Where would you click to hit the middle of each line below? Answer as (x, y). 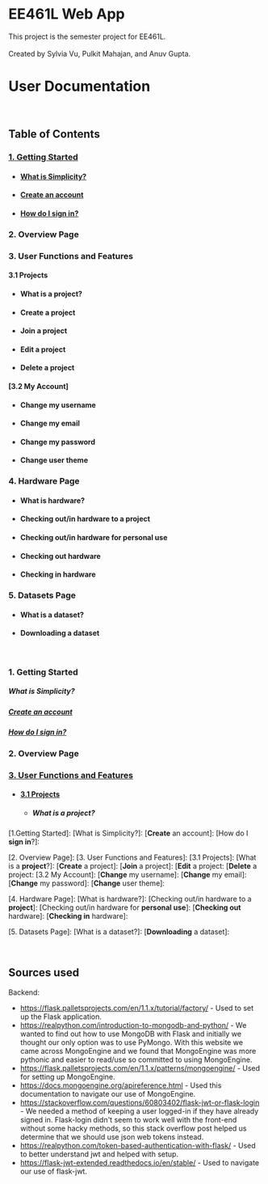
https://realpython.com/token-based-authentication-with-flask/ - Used (138, 1145)
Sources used (44, 973)
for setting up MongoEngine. (67, 1076)
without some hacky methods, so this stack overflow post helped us (133, 1128)
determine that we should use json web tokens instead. (112, 1136)
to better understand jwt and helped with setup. (99, 1154)
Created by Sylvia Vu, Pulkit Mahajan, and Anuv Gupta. (100, 53)
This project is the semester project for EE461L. (87, 36)
